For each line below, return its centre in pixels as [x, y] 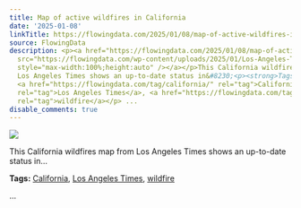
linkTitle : [30, 34]
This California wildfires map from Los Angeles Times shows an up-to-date [148, 152]
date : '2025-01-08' [46, 26]
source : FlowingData [48, 43]
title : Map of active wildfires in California [98, 17]
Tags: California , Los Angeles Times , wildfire [92, 178]
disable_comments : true [54, 109]
